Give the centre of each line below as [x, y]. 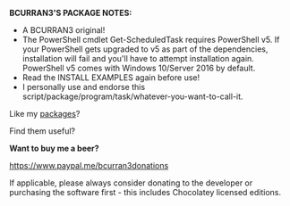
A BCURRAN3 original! [64, 30]
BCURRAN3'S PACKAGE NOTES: [71, 13]
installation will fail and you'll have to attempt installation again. [138, 58]
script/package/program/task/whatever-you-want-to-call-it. [132, 96]
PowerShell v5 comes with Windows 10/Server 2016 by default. [139, 68]
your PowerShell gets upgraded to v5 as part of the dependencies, [145, 49]
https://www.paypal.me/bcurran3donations [89, 165]
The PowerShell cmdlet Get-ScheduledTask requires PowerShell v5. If [151, 40]
